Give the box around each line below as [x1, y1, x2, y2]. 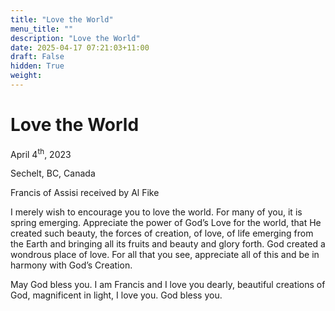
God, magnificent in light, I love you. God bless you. [10, 289, 223, 301]
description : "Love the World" [10, 33, 141, 43]
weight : [10, 71, 43, 81]
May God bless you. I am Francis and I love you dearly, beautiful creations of [10, 279, 326, 291]
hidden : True [10, 61, 65, 71]
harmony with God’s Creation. [10, 259, 133, 271]
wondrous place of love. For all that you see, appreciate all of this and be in [10, 249, 320, 261]
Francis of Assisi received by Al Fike [10, 187, 160, 199]
